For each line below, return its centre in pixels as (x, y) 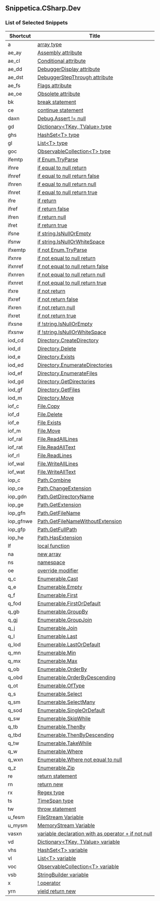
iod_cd (16, 340)
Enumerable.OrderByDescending (76, 677)
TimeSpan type (56, 800)
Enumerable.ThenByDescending (76, 735)
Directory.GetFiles (59, 390)
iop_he (16, 537)
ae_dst (16, 77)
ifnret (14, 192)
